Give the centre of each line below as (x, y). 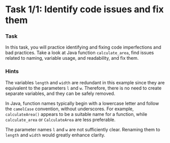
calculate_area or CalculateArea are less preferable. (61, 120)
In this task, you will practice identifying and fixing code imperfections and (83, 47)
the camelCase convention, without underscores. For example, (69, 109)
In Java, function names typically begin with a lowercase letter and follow (82, 103)
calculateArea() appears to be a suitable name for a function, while (76, 114)
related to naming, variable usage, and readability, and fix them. (72, 58)
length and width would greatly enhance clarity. (55, 135)
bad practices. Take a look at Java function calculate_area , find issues (80, 53)
